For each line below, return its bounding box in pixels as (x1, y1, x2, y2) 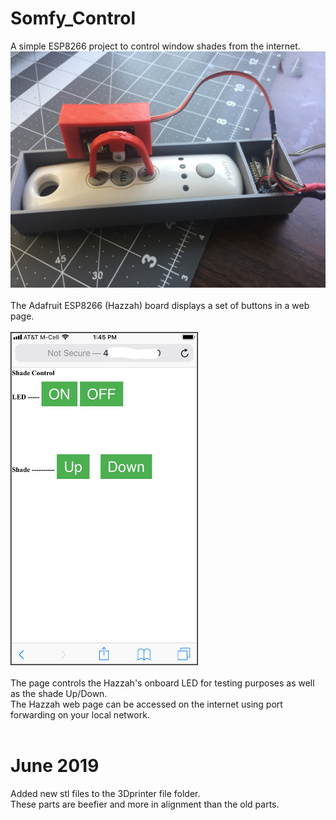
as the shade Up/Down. (10, 688, 108, 700)
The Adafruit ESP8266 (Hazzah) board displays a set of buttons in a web (10, 299, 310, 311)
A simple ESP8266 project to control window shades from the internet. (10, 40, 301, 52)
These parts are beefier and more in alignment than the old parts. (10, 798, 280, 811)
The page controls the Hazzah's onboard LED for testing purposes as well (10, 677, 315, 689)
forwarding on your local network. (10, 709, 150, 721)
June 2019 (10, 755, 100, 777)
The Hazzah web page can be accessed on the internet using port (10, 698, 283, 711)
